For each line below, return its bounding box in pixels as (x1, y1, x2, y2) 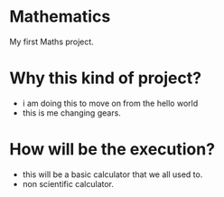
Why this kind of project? (9, 68, 201, 89)
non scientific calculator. (22, 178, 115, 189)
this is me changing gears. (22, 107, 122, 118)
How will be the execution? (9, 139, 215, 160)
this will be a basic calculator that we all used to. (22, 169, 203, 180)
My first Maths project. (9, 36, 95, 47)
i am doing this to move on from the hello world (22, 98, 199, 108)
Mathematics (9, 6, 111, 27)
